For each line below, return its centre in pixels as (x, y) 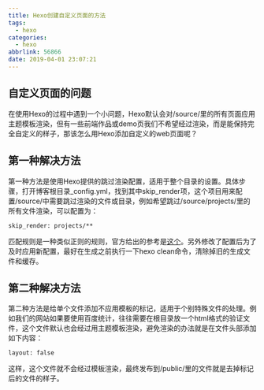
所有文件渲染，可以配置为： (53, 210)
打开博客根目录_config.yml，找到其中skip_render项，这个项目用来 (129, 191)
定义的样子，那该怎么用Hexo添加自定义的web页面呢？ (110, 133)
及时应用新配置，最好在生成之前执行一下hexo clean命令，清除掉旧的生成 (126, 251)
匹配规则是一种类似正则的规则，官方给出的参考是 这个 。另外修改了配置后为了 (132, 241)
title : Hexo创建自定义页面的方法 (57, 15)
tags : (17, 23)
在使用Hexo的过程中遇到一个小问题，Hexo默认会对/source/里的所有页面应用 (132, 113)
